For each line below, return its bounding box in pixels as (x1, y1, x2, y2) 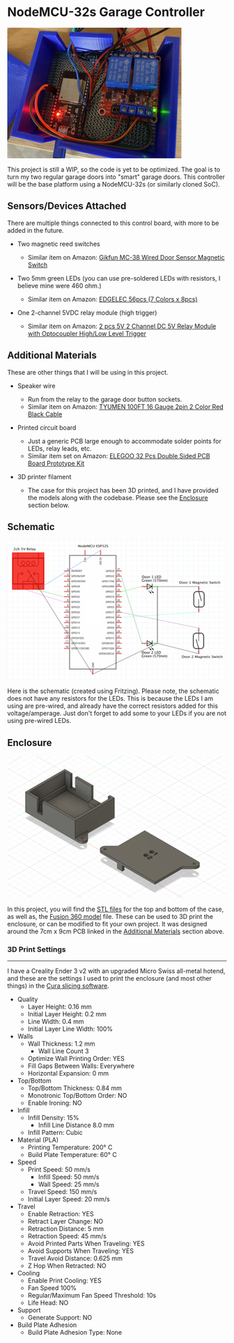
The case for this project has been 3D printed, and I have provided (27, 486, 219, 495)
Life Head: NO (27, 1298, 69, 1307)
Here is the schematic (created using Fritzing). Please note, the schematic (7, 687, 219, 695)
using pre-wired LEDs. (7, 717, 72, 725)
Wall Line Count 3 (38, 1047, 89, 1055)
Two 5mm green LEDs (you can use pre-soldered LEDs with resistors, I (17, 274, 221, 282)
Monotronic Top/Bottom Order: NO (27, 1092, 127, 1100)
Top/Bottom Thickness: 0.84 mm (27, 1084, 122, 1092)
